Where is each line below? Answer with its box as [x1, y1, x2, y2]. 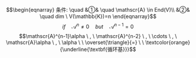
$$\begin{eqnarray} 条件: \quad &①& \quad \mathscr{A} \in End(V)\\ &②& [6, 6, 190, 13]
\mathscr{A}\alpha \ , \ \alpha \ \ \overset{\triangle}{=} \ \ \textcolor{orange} [5, 39, 191, 46]
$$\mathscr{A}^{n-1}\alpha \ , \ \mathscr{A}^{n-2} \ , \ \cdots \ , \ [19, 32, 177, 39]
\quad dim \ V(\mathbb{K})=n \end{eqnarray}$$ [39, 13, 157, 20]
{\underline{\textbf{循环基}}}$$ [60, 46, 136, 53]
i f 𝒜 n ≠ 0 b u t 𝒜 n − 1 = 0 [62, 22, 134, 30]
